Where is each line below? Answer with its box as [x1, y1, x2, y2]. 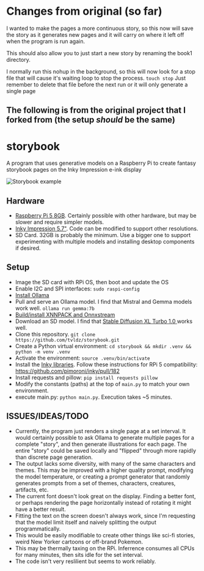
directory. [6, 56, 31, 63]
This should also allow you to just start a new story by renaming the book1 [6, 49, 192, 56]
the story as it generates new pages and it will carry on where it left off [6, 31, 184, 38]
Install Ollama [15, 291, 49, 298]
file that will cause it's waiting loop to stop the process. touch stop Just [6, 74, 186, 81]
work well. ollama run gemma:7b [15, 304, 95, 312]
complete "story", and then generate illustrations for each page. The [15, 440, 188, 448]
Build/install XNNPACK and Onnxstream [15, 311, 115, 318]
